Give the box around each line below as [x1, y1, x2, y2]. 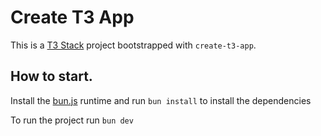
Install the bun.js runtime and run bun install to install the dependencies [10, 94, 312, 106]
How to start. [10, 68, 93, 85]
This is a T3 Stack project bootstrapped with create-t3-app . [10, 39, 257, 51]
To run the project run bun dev [10, 114, 134, 126]
